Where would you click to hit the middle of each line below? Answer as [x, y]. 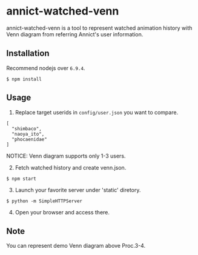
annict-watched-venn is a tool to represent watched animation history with [99, 28]
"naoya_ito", [28, 134]
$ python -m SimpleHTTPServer [45, 201]
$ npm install [24, 79]
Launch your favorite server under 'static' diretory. [78, 190]
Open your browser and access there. [62, 212]
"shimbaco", [27, 128]
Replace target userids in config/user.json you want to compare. [97, 112]
